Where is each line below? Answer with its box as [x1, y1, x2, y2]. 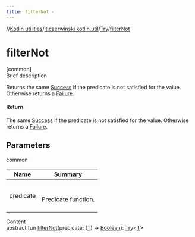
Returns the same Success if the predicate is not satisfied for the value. [6, 83, 181, 91]
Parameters [6, 141, 51, 151]
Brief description [6, 72, 48, 79]
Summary [54, 170, 83, 179]
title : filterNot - [6, 8, 55, 15]
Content [6, 218, 26, 225]
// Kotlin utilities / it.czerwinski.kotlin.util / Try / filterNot [6, 25, 130, 32]
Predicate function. [41, 195, 95, 203]
